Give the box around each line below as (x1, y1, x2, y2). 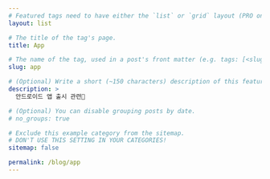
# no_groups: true (8, 114, 70, 123)
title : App (8, 41, 45, 49)
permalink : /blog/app (8, 158, 81, 167)
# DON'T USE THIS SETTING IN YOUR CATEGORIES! (8, 136, 167, 144)
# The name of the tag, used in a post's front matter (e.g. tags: (8, 55, 239, 64)
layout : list (8, 19, 52, 27)
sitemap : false (8, 144, 59, 153)
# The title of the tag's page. (8, 34, 117, 42)
